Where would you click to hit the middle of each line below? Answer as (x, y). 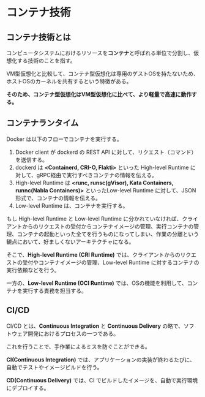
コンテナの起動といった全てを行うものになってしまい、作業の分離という (108, 234)
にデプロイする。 (28, 388)
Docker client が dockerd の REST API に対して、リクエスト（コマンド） (106, 152)
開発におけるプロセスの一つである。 (73, 333)
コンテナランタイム (43, 123)
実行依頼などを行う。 (33, 270)
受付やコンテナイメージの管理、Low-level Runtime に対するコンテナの (111, 262)
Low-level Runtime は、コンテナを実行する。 (72, 205)
